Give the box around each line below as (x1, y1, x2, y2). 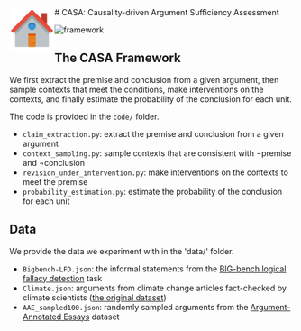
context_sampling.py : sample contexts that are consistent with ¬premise (22, 147, 292, 159)
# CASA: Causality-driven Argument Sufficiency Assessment (54, 7, 279, 17)
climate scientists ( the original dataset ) (22, 291, 167, 303)
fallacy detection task (22, 272, 103, 283)
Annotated (22, 311, 62, 322)
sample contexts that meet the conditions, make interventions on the (9, 84, 264, 95)
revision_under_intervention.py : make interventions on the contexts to (22, 167, 288, 178)
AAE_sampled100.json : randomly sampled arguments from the (22, 301, 249, 312)
